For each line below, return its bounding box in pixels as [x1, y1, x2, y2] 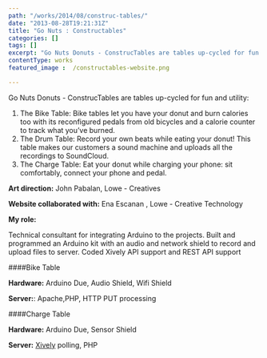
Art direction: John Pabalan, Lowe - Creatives [8, 183, 161, 193]
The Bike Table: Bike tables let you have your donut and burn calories [19, 108, 249, 118]
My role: [8, 214, 37, 224]
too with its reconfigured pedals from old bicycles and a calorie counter [19, 117, 256, 127]
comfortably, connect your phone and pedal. [19, 167, 167, 177]
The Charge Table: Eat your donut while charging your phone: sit [19, 159, 233, 169]
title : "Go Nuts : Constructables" [8, 26, 127, 34]
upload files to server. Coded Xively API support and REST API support [8, 247, 241, 256]
